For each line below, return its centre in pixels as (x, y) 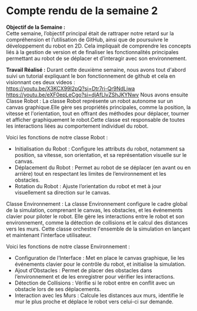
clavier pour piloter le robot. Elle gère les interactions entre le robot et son (95, 216)
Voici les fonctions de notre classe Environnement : (68, 246)
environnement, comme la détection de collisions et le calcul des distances (97, 222)
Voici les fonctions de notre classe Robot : (57, 137)
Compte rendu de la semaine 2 (82, 11)
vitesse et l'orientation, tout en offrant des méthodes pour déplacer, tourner (98, 113)
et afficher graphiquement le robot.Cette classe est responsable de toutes (96, 119)
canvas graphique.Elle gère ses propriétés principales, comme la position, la (98, 107)
